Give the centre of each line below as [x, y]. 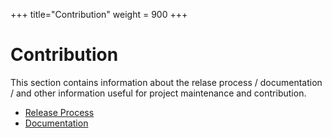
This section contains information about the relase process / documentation [166, 82]
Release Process [59, 112]
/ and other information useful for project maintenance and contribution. [158, 93]
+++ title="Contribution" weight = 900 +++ [99, 14]
